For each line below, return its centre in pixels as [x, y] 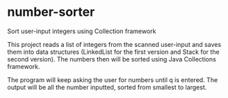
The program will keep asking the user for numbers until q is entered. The [113, 79]
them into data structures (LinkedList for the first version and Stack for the [114, 52]
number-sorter [51, 12]
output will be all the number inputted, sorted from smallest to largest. [107, 87]
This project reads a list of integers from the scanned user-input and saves [114, 44]
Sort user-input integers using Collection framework [82, 31]
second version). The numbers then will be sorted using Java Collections [112, 59]
